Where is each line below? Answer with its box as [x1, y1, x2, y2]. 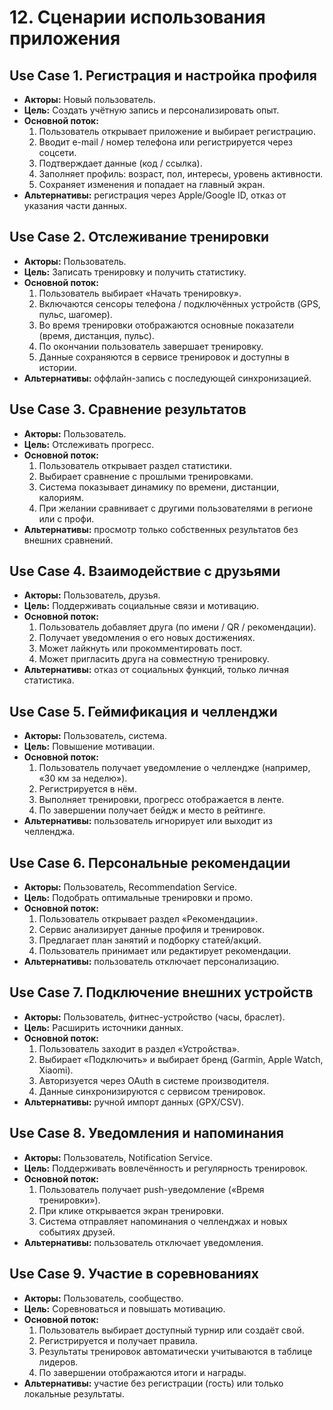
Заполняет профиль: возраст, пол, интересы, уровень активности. [38, 168, 324, 180]
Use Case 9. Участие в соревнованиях [9, 1266, 259, 1283]
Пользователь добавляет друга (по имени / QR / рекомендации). [38, 621, 317, 633]
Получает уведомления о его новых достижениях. [38, 632, 256, 644]
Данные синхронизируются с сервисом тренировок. [38, 1085, 266, 1097]
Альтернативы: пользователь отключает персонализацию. [23, 956, 280, 968]
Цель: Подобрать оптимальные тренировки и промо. [23, 892, 254, 904]
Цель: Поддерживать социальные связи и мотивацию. [23, 600, 260, 612]
